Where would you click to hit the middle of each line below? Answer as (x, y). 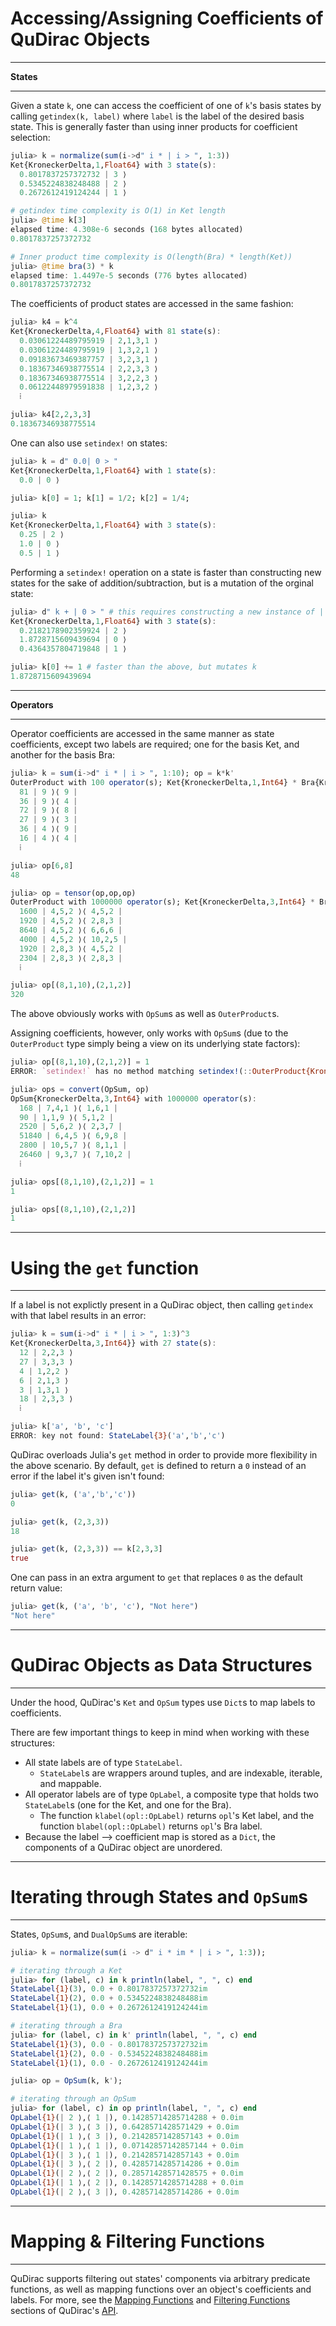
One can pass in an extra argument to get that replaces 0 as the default (156, 1578)
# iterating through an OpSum (73, 2099)
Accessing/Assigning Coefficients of (167, 18)
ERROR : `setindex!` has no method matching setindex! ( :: (131, 1072)
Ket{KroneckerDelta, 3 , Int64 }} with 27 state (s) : (113, 1343)
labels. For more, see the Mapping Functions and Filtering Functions (150, 2299)
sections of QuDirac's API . (64, 2310)
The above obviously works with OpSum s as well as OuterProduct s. (145, 1014)
